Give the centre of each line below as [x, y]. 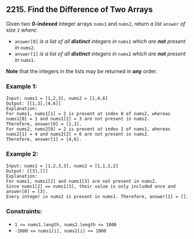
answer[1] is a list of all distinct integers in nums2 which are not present [100, 53]
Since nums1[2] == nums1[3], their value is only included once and [91, 186]
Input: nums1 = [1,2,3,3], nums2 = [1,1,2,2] [62, 166]
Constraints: [24, 212]
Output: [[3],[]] [27, 171]
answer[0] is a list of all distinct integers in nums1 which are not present [100, 41]
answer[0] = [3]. [27, 192]
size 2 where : [22, 30]
